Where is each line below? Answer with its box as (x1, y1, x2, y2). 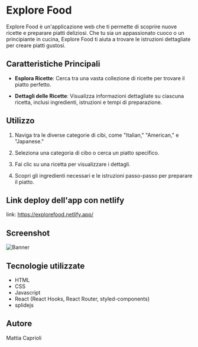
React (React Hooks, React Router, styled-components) (14, 296, 150, 302)
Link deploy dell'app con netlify (6, 195, 125, 205)
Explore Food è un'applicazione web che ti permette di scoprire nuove (6, 23, 177, 30)
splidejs (14, 302, 34, 309)
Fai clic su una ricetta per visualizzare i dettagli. (14, 161, 131, 168)
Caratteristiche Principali (6, 59, 100, 69)
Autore (6, 319, 33, 329)
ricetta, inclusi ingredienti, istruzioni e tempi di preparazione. (14, 99, 163, 106)
